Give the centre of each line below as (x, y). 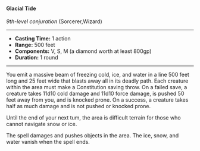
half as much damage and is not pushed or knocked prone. (79, 106)
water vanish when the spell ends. (48, 142)
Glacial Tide (21, 8)
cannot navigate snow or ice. (42, 124)
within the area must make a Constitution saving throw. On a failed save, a (97, 87)
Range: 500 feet (35, 45)
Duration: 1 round (36, 58)
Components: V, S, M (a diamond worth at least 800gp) (83, 51)
